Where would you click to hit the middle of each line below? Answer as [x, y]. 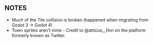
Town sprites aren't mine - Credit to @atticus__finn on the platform [79, 30]
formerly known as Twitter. [39, 35]
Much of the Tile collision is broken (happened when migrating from [80, 20]
